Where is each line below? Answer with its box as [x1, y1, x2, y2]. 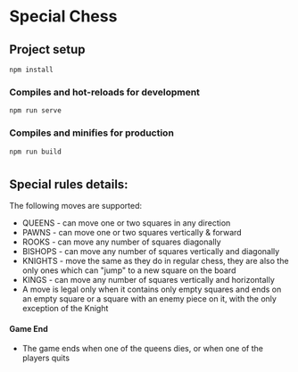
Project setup [9, 42, 87, 57]
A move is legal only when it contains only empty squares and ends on [21, 284, 282, 295]
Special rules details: [9, 177, 128, 192]
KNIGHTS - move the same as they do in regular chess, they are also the [21, 256, 289, 267]
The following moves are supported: [9, 201, 143, 211]
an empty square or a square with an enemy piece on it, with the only [21, 293, 277, 304]
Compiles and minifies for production [9, 127, 174, 139]
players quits [21, 352, 70, 363]
